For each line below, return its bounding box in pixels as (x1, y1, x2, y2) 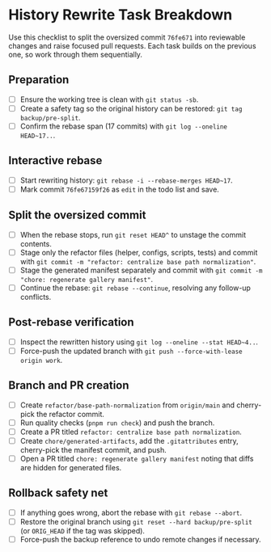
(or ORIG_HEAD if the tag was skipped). (19, 525, 146, 535)
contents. (19, 238, 53, 248)
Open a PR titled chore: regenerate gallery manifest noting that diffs (19, 453, 254, 463)
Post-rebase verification (8, 315, 135, 329)
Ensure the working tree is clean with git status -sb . (19, 95, 199, 104)
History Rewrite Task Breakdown (8, 6, 233, 24)
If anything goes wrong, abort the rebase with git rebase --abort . (19, 508, 243, 517)
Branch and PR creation (8, 378, 129, 393)
